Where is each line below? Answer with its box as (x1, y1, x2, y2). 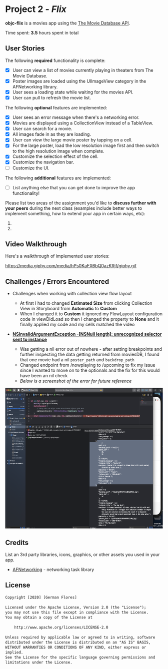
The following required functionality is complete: (5, 57, 106, 63)
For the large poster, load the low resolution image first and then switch (12, 142, 159, 148)
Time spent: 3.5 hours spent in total (5, 29, 79, 35)
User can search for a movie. (12, 126, 72, 132)
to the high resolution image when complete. (12, 148, 104, 154)
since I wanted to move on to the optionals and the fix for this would (19, 367, 160, 373)
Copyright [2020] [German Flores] (5, 595, 77, 600)
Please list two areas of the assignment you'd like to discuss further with (5, 200, 156, 206)
